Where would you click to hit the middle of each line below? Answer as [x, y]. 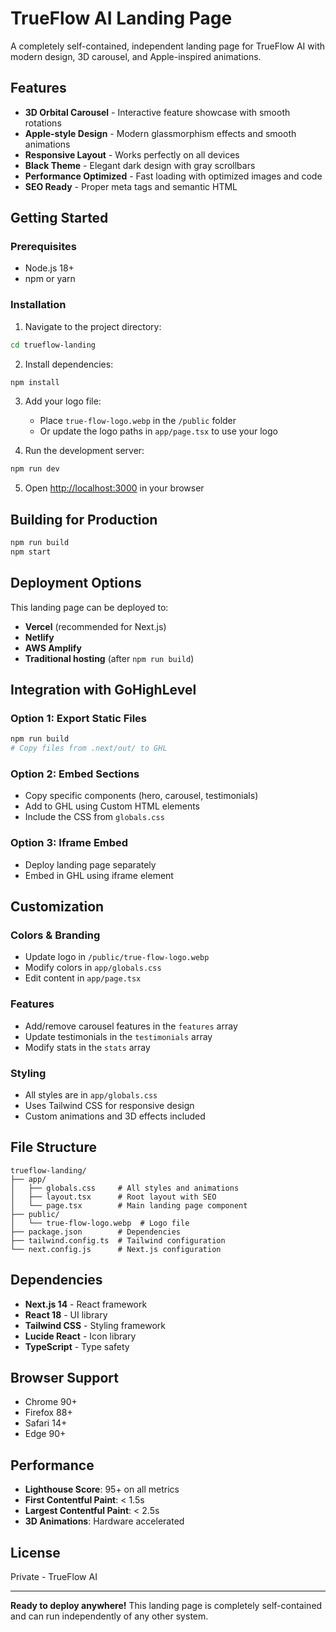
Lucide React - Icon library [80, 1336]
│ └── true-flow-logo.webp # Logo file [100, 1223]
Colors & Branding [55, 935]
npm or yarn [50, 279]
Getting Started [59, 218]
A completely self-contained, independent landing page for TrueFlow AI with [168, 46]
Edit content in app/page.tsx [83, 978]
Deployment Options [76, 583]
